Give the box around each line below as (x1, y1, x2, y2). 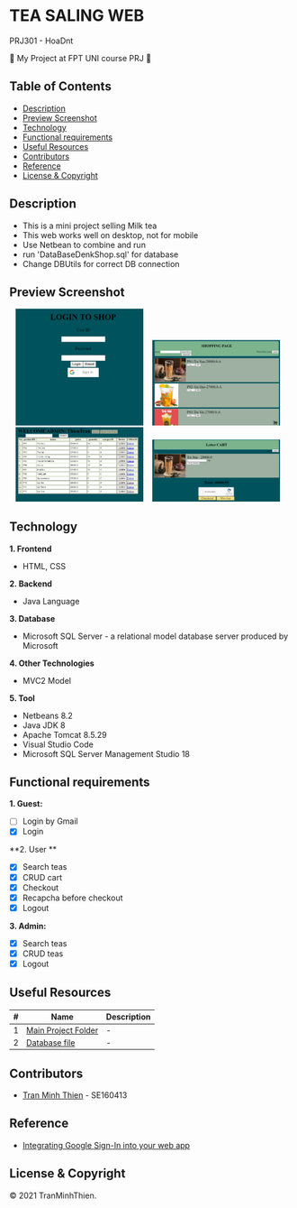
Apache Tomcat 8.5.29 (22, 729, 107, 740)
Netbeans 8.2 (22, 710, 74, 721)
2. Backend (9, 578, 52, 589)
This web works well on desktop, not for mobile (22, 229, 199, 240)
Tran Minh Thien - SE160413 (22, 1090, 128, 1101)
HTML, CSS (22, 560, 66, 571)
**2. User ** (9, 844, 57, 855)
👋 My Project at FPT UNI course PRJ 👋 (9, 52, 151, 63)
